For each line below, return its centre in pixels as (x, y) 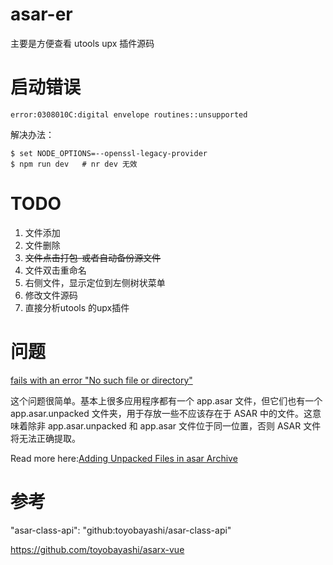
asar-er (41, 14)
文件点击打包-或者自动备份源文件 (93, 257)
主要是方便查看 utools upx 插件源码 (82, 43)
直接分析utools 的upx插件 (77, 307)
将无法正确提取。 (45, 438)
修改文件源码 (51, 295)
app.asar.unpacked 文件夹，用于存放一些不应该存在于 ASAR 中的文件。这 (161, 413)
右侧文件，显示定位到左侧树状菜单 (95, 282)
